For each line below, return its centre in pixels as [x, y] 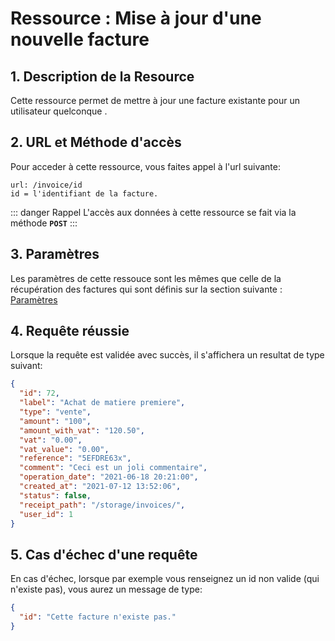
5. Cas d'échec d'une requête [104, 554]
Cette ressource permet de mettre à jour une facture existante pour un [155, 100]
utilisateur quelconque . [59, 111]
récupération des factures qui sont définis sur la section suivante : [146, 289]
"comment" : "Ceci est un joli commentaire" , [113, 468]
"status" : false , [55, 495]
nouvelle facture [80, 39]
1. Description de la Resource [102, 76]
